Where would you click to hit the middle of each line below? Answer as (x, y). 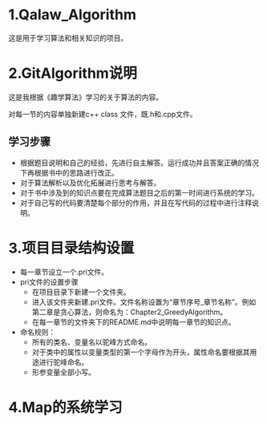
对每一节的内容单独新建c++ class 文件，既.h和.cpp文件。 (103, 114)
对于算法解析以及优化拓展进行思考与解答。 (90, 183)
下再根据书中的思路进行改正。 (69, 172)
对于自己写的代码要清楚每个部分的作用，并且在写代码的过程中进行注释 (136, 203)
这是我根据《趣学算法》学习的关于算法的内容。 (85, 97)
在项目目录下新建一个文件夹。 (81, 292)
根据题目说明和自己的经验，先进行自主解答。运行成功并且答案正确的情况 (139, 163)
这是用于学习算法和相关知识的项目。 (68, 38)
